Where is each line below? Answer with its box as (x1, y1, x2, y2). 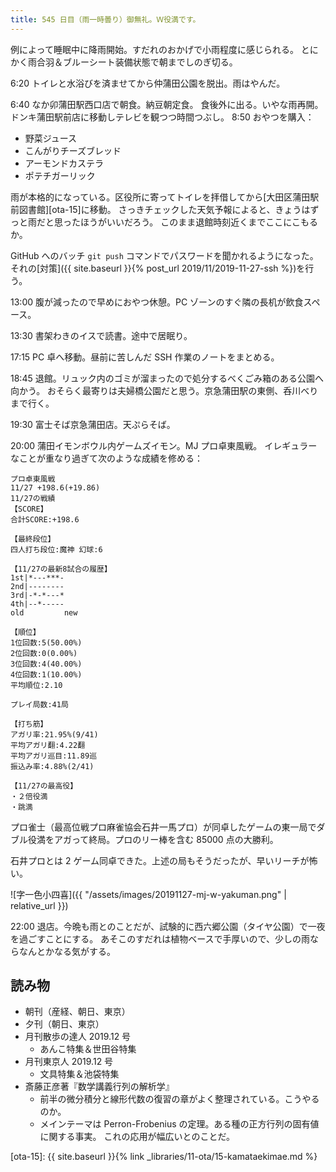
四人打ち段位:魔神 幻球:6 (10, 544, 103, 555)
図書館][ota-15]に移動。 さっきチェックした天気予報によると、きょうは (18, 203, 311, 215)
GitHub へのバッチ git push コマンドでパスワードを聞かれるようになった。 (10, 249, 319, 261)
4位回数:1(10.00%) (10, 669, 83, 680)
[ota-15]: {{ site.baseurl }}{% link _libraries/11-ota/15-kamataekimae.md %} (10, 1151, 318, 1163)
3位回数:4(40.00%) (10, 659, 83, 669)
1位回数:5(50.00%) (10, 637, 83, 648)
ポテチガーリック (24, 169, 96, 181)
